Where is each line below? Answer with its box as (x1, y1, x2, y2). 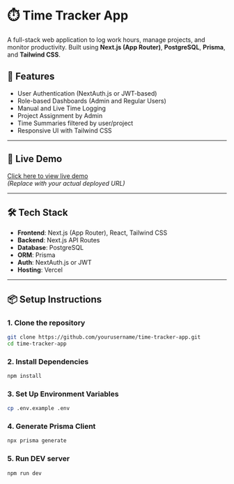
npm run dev (7, 469, 42, 477)
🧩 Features (7, 71, 55, 82)
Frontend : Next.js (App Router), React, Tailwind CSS (17, 228, 168, 237)
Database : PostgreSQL (17, 244, 84, 252)
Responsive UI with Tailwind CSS (17, 126, 113, 135)
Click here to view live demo (7, 171, 88, 180)
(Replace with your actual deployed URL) (7, 179, 125, 187)
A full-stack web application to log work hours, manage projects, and (7, 35, 205, 44)
